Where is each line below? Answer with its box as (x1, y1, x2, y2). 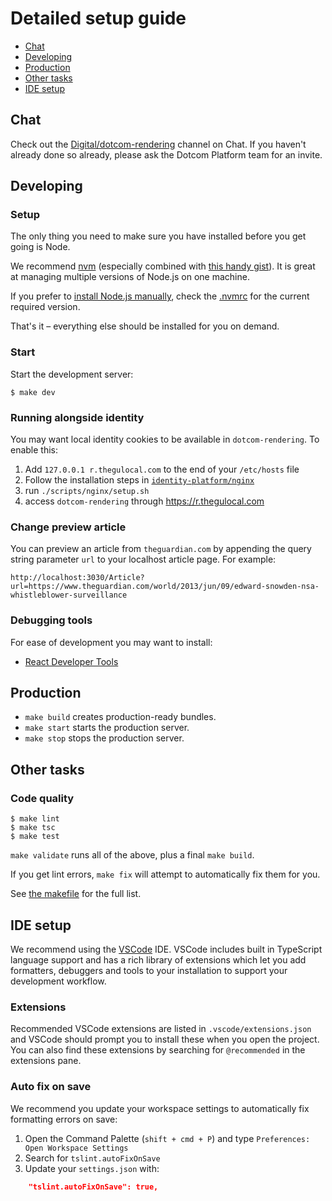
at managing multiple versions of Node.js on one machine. (10, 271, 250, 283)
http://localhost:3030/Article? (10, 573, 145, 583)
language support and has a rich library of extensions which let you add (10, 953, 307, 966)
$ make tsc (10, 823, 56, 833)
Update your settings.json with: (24, 1162, 160, 1174)
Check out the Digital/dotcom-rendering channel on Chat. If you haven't (10, 138, 307, 150)
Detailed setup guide (10, 7, 187, 30)
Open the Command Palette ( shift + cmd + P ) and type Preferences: (24, 1132, 311, 1144)
